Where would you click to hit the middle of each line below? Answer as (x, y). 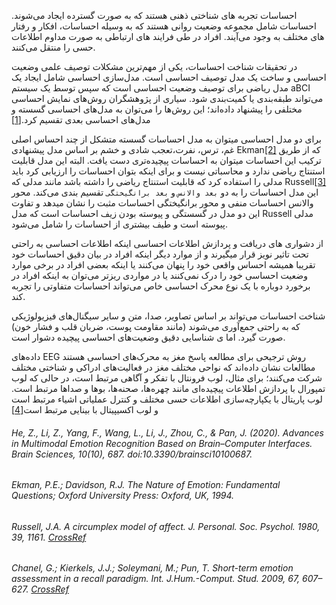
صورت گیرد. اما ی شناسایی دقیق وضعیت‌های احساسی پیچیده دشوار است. (148, 337)
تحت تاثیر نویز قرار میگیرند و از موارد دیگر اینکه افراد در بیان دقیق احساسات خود (160, 254)
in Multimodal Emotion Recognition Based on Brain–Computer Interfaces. (162, 443)
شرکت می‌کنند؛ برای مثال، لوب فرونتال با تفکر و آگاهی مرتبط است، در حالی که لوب (167, 378)
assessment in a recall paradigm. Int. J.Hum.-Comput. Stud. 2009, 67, (156, 579)
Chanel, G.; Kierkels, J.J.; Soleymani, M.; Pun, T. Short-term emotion (152, 568)
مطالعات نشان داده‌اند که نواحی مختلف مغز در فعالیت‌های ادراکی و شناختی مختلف (163, 367)
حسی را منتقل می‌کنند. (53, 47)
